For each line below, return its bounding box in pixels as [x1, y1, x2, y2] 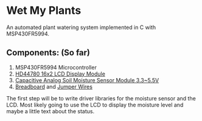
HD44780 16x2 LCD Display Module [15, 70, 105, 77]
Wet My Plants [6, 4, 82, 18]
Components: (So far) [6, 48, 90, 58]
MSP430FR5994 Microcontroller [15, 64, 97, 71]
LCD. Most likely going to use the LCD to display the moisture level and [6, 101, 184, 108]
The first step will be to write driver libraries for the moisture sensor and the [6, 94, 196, 102]
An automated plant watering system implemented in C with [6, 24, 156, 31]
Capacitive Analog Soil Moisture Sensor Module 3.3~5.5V [15, 76, 159, 83]
